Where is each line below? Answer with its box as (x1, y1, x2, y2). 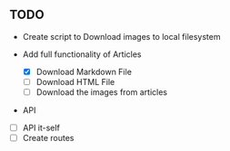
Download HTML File (35, 76, 115, 87)
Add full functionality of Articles (22, 49, 142, 60)
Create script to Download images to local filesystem (22, 31, 221, 42)
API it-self (22, 122, 61, 133)
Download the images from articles (35, 86, 168, 98)
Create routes (22, 133, 75, 144)
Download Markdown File (35, 66, 132, 77)
